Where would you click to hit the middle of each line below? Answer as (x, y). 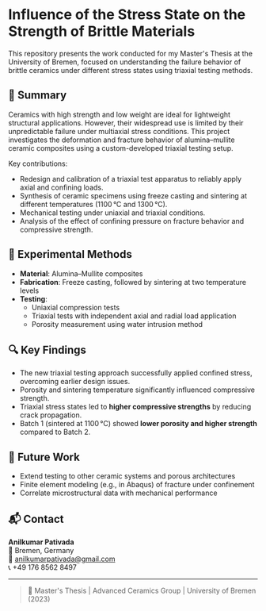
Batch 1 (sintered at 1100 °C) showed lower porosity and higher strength (138, 424)
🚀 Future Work (44, 457)
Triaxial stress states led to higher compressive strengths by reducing (135, 407)
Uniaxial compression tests (76, 307)
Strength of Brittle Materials (102, 31)
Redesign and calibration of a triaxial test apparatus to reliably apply (131, 179)
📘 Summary (38, 96)
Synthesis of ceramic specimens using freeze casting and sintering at (133, 195)
